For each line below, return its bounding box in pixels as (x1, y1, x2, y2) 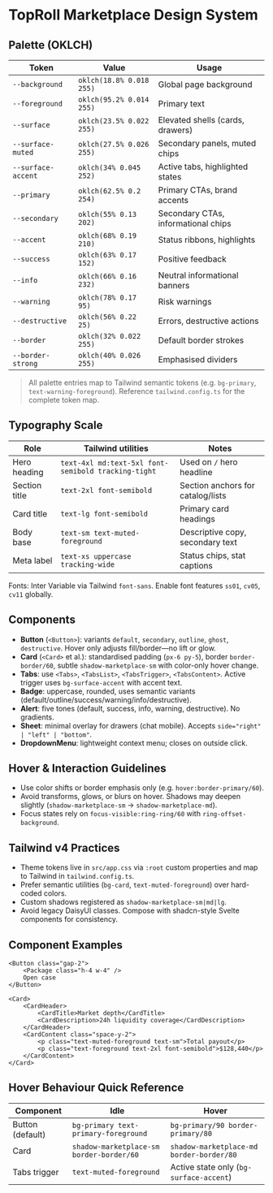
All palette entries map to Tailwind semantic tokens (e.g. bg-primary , (28, 378, 257, 387)
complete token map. (28, 396, 100, 404)
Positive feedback (158, 253, 227, 265)
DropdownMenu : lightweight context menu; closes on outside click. (19, 737, 248, 748)
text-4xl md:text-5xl (60, 458, 145, 468)
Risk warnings (158, 296, 212, 307)
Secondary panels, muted (158, 138, 257, 149)
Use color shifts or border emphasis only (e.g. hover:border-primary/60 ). (19, 783, 264, 793)
